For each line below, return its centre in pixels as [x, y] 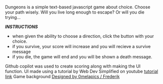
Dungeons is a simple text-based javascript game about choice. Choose [78, 7]
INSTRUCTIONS [22, 27]
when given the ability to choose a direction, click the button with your [83, 36]
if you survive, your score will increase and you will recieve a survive [81, 46]
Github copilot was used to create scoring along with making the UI [73, 66]
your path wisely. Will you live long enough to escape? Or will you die [75, 12]
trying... [13, 17]
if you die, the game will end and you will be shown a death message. [82, 57]
